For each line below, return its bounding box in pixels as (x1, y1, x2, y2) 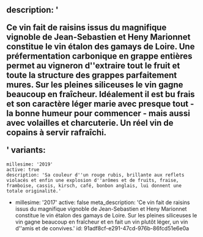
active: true (6, 166, 40, 173)
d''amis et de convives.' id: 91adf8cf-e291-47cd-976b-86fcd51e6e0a (15, 224, 190, 232)
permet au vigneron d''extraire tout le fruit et (6, 60, 180, 71)
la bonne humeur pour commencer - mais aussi (6, 108, 191, 119)
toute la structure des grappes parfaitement (6, 70, 177, 81)
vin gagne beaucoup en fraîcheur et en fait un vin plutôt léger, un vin (15, 218, 188, 225)
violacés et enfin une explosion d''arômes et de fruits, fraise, (6, 177, 179, 183)
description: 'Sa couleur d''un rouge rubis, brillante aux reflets (6, 172, 185, 178)
